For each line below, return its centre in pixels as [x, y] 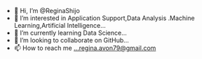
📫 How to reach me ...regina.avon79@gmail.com [85, 48]
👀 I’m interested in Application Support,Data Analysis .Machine [104, 18]
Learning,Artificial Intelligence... [60, 25]
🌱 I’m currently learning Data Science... [70, 33]
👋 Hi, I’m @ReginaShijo [47, 11]
